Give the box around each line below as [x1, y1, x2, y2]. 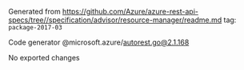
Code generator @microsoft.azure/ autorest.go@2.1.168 [8, 37, 190, 47]
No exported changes [8, 53, 80, 62]
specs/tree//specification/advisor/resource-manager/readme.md [8, 15, 222, 25]
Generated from [8, 7, 62, 16]
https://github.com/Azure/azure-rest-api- [62, 7, 198, 16]
